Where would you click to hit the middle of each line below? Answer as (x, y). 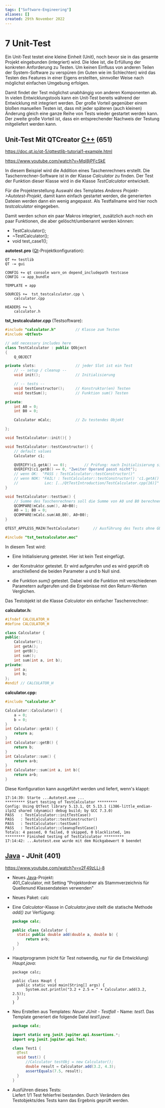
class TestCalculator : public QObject (46, 348)
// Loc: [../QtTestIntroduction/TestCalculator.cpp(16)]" (87, 483)
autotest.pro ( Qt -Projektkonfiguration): (45, 251)
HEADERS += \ (18, 307)
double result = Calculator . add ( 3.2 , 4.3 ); (71, 1067)
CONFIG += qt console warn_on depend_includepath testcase (67, 273)
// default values (33, 451)
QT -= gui (15, 264)
